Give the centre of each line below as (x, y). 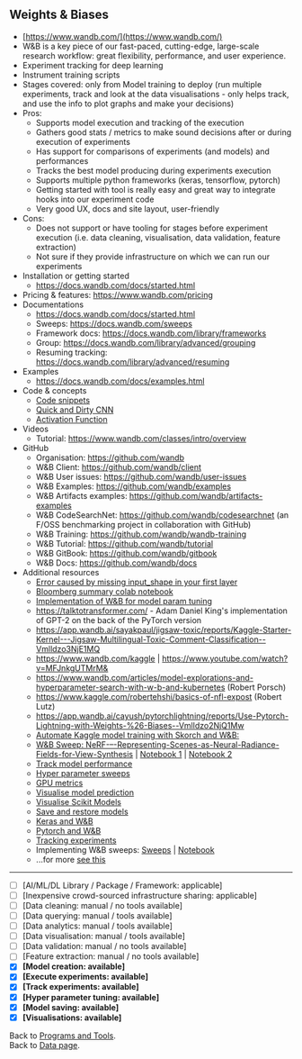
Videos (36, 429)
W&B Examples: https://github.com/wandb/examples (133, 486)
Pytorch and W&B (68, 830)
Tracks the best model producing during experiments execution (153, 170)
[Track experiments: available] (80, 987)
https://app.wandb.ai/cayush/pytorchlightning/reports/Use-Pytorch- (162, 716)
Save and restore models (82, 811)
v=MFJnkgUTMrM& (72, 668)
